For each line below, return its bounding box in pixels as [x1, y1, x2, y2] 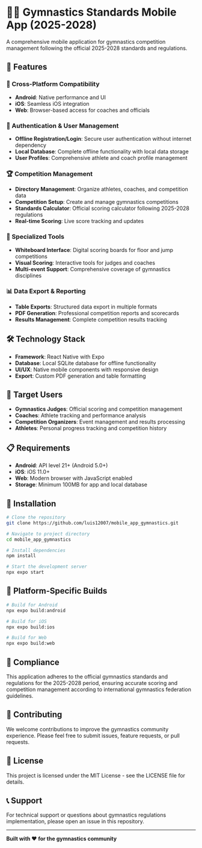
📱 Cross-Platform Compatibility [6, 80, 100, 88]
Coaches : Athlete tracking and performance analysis [14, 412, 146, 419]
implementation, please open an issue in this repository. [6, 818, 144, 825]
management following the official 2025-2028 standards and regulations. [6, 45, 188, 52]
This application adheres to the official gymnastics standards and [6, 673, 168, 680]
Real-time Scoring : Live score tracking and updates [14, 218, 144, 225]
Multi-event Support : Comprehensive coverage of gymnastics [14, 265, 171, 272]
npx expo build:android [6, 607, 66, 613]
